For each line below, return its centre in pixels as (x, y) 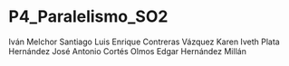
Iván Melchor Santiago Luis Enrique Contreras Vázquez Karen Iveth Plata (144, 42)
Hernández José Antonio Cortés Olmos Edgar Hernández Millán (127, 51)
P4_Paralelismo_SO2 (88, 17)
